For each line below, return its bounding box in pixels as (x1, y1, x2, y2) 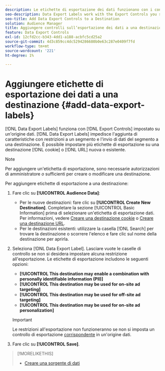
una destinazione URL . (19, 221, 65, 227)
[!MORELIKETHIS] (17, 351, 54, 357)
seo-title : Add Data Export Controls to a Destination (5, 16, 120, 21)
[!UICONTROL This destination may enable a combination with (19, 271, 149, 277)
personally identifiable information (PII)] (19, 276, 104, 282)
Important (12, 317, 32, 323)
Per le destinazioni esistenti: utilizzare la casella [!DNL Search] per (19, 226, 154, 231)
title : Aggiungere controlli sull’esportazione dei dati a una (5, 26, 137, 30)
